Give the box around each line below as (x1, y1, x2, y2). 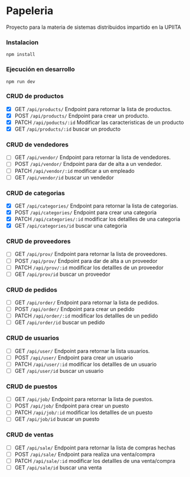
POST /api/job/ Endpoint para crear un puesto (14, 402, 129, 409)
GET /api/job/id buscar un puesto (14, 416, 100, 423)
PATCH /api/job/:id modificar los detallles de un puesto (14, 409, 153, 416)
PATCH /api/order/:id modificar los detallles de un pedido (14, 312, 158, 319)
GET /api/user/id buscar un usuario (14, 367, 104, 374)
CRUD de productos (6, 92, 64, 101)
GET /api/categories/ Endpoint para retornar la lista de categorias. (14, 202, 178, 209)
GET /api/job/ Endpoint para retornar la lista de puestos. (14, 396, 154, 403)
